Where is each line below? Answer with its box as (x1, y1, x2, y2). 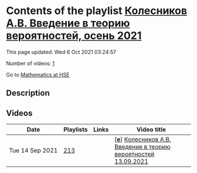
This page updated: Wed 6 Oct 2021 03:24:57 (6, 48, 116, 55)
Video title (136, 125, 166, 134)
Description (6, 88, 50, 98)
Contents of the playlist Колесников (6, 4, 188, 18)
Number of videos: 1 (6, 60, 55, 67)
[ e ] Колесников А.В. (114, 135, 171, 144)
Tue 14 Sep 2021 (9, 147, 58, 155)
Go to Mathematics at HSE (6, 71, 70, 78)
